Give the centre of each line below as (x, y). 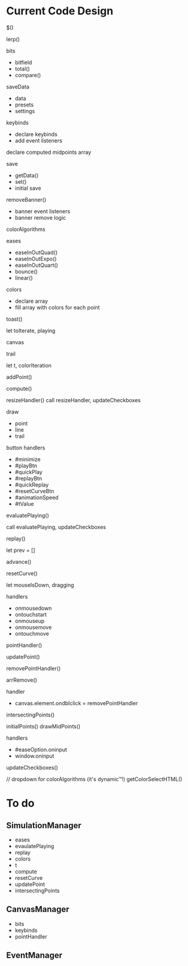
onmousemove (33, 627)
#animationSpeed (37, 497)
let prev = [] (21, 550)
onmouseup (30, 621)
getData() (27, 175)
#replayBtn (28, 478)
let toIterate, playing (31, 330)
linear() (24, 278)
